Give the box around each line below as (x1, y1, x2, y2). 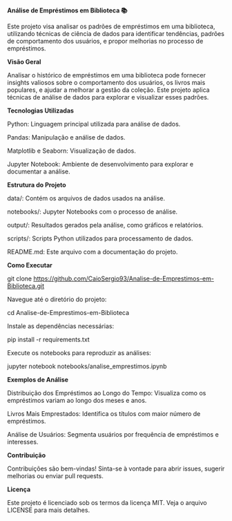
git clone (7, 274, 32, 283)
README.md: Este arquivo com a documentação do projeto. (7, 248, 178, 256)
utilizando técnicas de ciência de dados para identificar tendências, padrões (7, 30, 224, 37)
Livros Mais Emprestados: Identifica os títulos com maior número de (7, 410, 201, 417)
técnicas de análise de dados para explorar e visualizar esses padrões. (7, 93, 209, 101)
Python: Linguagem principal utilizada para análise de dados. (7, 120, 181, 128)
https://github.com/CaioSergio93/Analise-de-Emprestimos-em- (33, 274, 214, 283)
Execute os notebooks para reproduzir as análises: (7, 349, 152, 357)
